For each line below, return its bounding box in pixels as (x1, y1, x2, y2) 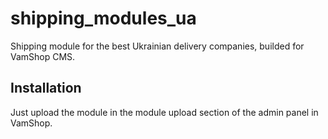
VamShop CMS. (10, 50, 76, 62)
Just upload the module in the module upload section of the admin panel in (10, 106, 319, 118)
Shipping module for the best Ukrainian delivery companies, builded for (10, 40, 305, 52)
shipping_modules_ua (10, 7, 197, 30)
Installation (10, 80, 82, 97)
